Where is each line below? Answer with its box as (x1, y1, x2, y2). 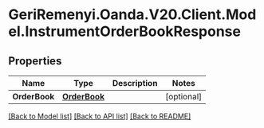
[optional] (165, 91, 202, 102)
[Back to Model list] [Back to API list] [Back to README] (8, 111, 191, 121)
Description (112, 78, 158, 88)
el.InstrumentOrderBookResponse (8, 22, 242, 41)
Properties (8, 54, 62, 68)
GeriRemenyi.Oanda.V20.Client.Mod (8, 6, 257, 24)
